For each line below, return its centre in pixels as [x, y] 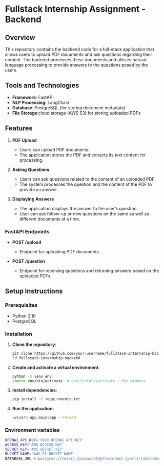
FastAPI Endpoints [27, 231]
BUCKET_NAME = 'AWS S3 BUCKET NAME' [40, 454]
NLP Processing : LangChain [41, 102]
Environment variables [32, 430]
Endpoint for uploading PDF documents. [60, 251]
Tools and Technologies [42, 86]
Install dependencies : [34, 390]
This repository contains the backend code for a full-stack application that [80, 49]
